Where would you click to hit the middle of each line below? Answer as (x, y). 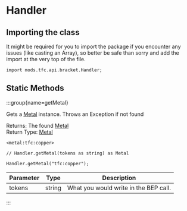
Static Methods (35, 88)
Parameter (24, 178)
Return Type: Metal (29, 132)
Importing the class (43, 32)
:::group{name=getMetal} (37, 102)
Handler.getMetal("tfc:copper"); (48, 163)
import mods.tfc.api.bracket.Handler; (54, 70)
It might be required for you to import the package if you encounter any (93, 46)
